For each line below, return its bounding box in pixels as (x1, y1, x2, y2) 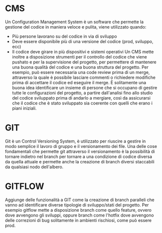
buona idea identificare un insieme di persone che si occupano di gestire (12, 85, 157, 90)
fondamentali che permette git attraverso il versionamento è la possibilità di (5, 148, 155, 154)
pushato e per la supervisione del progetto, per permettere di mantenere (12, 59, 157, 65)
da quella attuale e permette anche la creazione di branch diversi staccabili (5, 159, 155, 164)
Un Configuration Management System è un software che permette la (5, 19, 144, 25)
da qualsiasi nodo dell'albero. (5, 164, 64, 170)
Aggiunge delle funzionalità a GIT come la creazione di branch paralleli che (5, 197, 155, 203)
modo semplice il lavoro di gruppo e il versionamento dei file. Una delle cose (5, 143, 157, 149)
